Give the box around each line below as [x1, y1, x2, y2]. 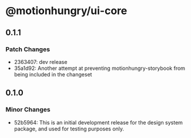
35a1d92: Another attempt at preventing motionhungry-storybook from [14, 65, 186, 72]
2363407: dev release [14, 58, 68, 65]
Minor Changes [5, 106, 51, 114]
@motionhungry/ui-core [5, 4, 128, 18]
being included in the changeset [14, 70, 92, 78]
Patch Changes [5, 45, 51, 53]
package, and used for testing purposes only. [14, 125, 125, 132]
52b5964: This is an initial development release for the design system [14, 119, 183, 126]
